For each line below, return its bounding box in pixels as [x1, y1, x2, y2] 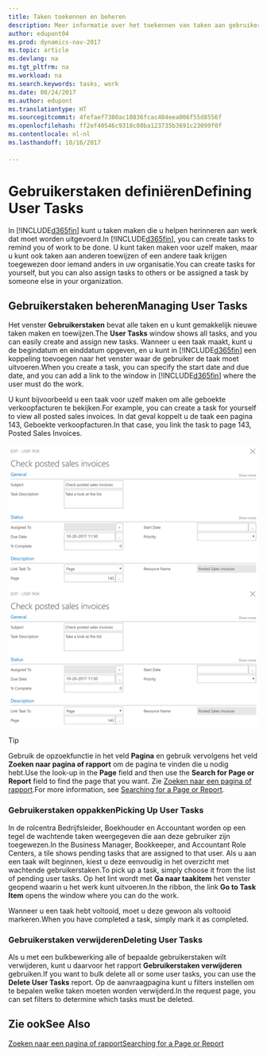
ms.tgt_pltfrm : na [8, 64, 69, 72]
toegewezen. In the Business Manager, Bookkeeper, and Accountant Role [8, 840, 246, 849]
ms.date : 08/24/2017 [8, 88, 77, 96]
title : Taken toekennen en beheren [8, 13, 126, 21]
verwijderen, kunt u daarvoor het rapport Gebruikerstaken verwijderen [8, 961, 242, 970]
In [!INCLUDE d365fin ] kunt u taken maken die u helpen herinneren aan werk [8, 225, 257, 235]
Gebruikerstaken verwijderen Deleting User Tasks [8, 934, 203, 945]
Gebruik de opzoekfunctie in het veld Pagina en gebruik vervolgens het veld [8, 751, 258, 761]
